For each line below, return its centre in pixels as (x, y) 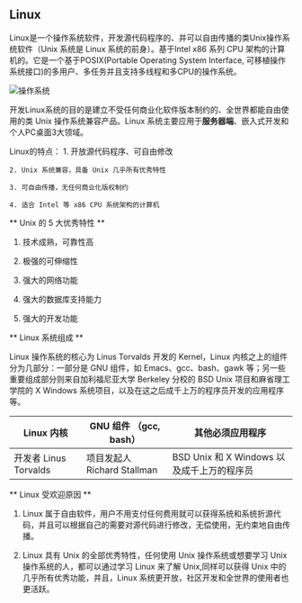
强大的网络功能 (50, 280)
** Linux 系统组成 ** (46, 337)
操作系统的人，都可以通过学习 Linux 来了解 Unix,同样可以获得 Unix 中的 (154, 566)
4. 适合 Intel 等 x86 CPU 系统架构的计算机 (84, 205)
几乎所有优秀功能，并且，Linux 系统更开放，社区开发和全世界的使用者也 (155, 577)
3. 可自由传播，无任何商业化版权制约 (69, 187)
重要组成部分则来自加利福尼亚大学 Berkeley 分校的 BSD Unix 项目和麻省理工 (150, 379)
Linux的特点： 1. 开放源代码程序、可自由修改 (91, 151)
